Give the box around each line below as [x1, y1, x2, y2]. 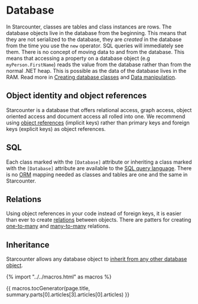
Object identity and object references [6, 91, 147, 101]
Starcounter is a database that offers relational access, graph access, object [6, 106, 192, 113]
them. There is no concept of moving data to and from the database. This [6, 48, 185, 55]
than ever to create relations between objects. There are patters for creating [6, 216, 191, 223]
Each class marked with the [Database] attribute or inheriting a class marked [6, 158, 192, 165]
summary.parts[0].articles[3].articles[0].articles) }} [6, 291, 130, 298]
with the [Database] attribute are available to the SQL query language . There [6, 164, 192, 172]
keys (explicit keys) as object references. [6, 125, 106, 132]
